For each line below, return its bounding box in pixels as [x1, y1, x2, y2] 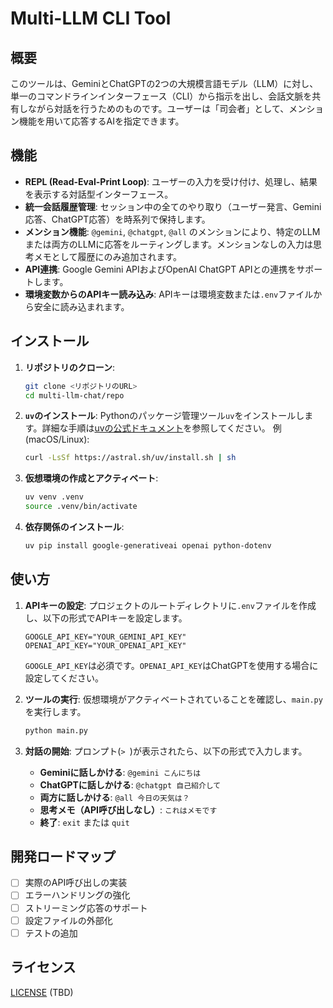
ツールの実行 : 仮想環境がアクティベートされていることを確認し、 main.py [24, 693, 323, 705]
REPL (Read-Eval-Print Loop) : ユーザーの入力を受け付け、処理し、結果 [24, 175, 318, 187]
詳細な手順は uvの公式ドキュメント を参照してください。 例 [41, 422, 282, 434]
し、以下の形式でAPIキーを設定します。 [24, 612, 188, 624]
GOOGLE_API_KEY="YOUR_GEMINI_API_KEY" [24, 632, 187, 642]
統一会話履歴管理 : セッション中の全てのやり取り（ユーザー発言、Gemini [24, 200, 322, 212]
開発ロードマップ [10, 848, 116, 865]
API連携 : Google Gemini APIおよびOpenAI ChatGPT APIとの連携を [24, 263, 297, 275]
